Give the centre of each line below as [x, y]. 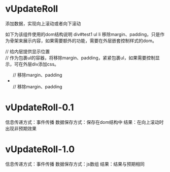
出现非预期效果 [21, 128]
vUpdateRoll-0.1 [40, 108]
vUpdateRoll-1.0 [40, 149]
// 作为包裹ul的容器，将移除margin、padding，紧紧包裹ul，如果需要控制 [80, 58]
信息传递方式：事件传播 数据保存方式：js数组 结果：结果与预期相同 [75, 164]
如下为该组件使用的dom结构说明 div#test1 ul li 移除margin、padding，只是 [83, 34]
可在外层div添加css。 [37, 64]
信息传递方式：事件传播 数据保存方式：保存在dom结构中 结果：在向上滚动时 [84, 122]
